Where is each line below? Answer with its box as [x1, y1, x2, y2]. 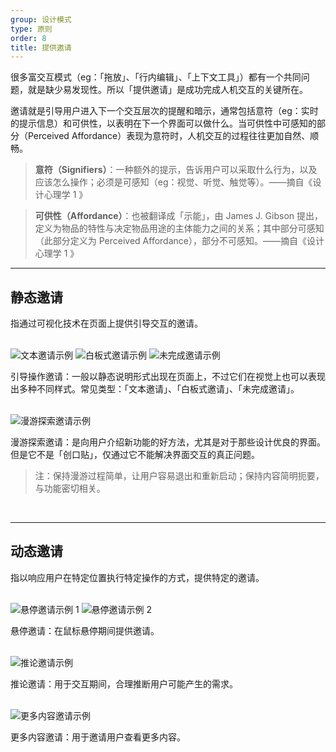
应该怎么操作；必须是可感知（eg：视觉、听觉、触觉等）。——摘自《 [34, 176, 313, 188]
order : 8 [10, 33, 47, 43]
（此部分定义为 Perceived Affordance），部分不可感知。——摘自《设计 [34, 235, 325, 247]
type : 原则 [10, 24, 53, 34]
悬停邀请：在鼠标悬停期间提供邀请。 [10, 624, 160, 636]
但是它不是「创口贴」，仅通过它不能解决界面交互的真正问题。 [10, 449, 260, 461]
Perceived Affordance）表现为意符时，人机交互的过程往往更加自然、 [27, 130, 311, 142]
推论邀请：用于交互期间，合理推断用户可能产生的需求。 [10, 677, 238, 690]
